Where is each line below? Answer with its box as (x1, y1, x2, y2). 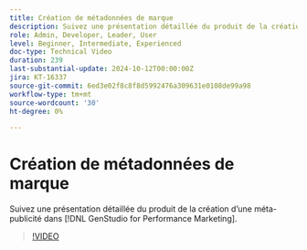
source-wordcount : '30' (9, 98, 101, 108)
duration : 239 (9, 56, 64, 65)
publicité (9, 214, 43, 224)
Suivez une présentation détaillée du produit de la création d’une (9, 203, 253, 214)
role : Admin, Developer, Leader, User (9, 30, 157, 39)
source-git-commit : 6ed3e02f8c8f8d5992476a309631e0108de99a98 (9, 81, 251, 90)
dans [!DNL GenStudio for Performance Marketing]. (44, 214, 238, 224)
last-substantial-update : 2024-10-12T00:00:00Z (9, 65, 195, 74)
